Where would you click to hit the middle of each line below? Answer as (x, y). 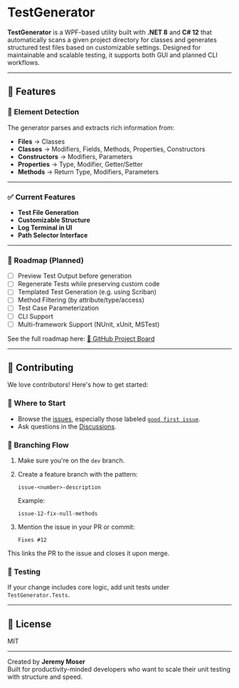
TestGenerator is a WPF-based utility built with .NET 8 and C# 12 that (110, 32)
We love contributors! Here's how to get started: (78, 385)
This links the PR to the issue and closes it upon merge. (89, 553)
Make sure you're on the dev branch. (71, 460)
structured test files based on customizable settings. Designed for (104, 47)
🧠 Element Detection (43, 112)
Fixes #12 (32, 540)
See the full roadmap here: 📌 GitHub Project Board (81, 338)
